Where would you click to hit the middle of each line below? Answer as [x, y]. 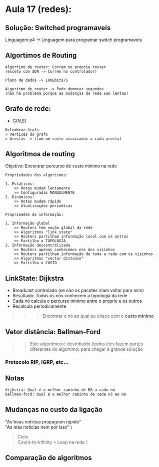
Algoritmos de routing [40, 154]
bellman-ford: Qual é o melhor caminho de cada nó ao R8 [66, 394]
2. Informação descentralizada [38, 246]
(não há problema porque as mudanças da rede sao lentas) [67, 93]
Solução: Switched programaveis [58, 28]
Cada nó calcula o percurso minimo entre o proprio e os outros [77, 301]
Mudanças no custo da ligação [54, 410]
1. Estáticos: [20, 184]
